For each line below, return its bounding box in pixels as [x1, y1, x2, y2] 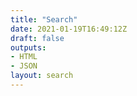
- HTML [10, 52, 38, 62]
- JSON [10, 61, 38, 71]
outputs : [10, 42, 47, 53]
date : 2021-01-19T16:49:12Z [10, 24, 128, 34]
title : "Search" [10, 14, 78, 25]
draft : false [10, 33, 65, 43]
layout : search [10, 71, 74, 81]
